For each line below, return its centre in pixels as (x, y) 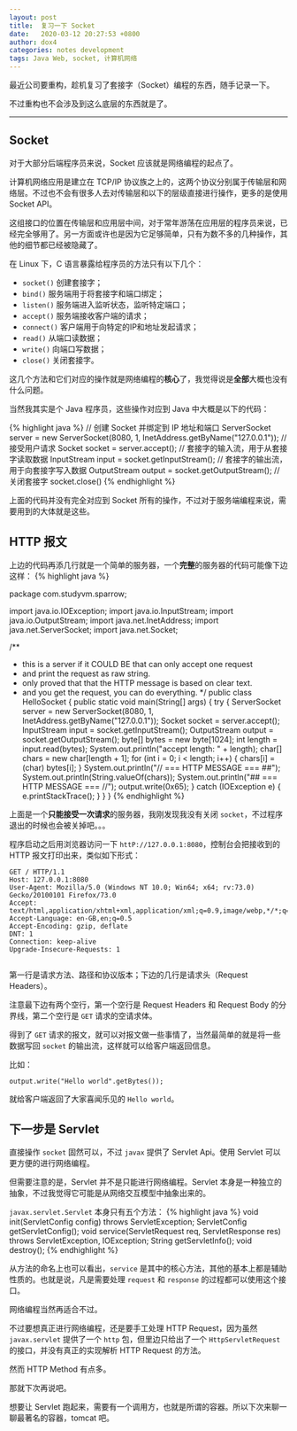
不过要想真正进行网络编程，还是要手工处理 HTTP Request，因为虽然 (133, 1328)
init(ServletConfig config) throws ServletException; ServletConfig (128, 1222)
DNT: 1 (21, 934)
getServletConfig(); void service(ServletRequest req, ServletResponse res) (145, 1232)
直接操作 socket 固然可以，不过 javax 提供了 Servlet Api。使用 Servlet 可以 (145, 1152)
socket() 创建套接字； (62, 282)
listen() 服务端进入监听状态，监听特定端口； (105, 304)
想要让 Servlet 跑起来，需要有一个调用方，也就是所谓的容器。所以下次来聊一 (148, 1407)
